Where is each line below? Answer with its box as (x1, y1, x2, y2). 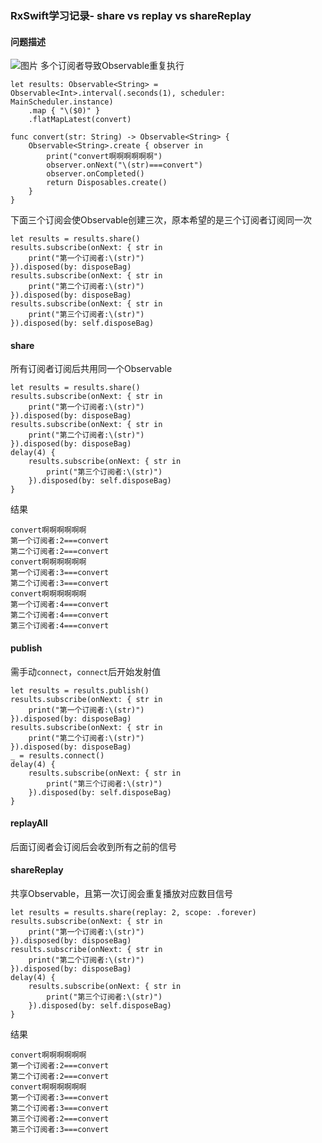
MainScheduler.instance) (10, 97, 114, 107)
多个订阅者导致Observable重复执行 (39, 60, 185, 72)
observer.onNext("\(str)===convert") (46, 160, 203, 171)
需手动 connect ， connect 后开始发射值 (10, 665, 162, 677)
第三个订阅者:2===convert (10, 1113, 110, 1124)
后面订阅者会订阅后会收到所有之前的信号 (10, 840, 177, 852)
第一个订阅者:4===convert (10, 600, 110, 610)
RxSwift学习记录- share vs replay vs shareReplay (10, 8, 252, 22)
